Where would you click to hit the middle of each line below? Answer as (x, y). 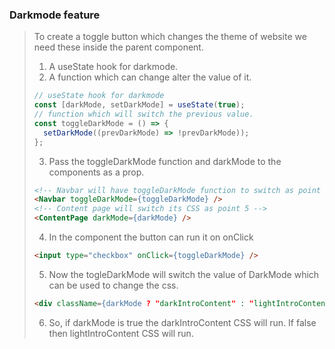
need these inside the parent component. (118, 47)
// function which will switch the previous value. (143, 114)
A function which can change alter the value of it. (150, 77)
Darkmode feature (55, 15)
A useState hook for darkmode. (113, 67)
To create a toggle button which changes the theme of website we (170, 37)
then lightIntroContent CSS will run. (121, 333)
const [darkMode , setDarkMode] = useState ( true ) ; (139, 105)
